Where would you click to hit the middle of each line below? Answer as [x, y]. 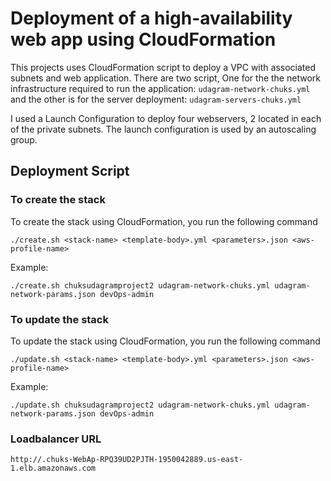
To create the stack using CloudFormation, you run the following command [164, 221]
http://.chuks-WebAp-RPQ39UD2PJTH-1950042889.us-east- [127, 460]
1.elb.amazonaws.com [53, 468]
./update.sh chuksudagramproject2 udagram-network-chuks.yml [140, 405]
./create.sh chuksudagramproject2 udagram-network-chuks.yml [140, 285]
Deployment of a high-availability [151, 18]
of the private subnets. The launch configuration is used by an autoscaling [163, 129]
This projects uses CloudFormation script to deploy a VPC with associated [163, 67]
